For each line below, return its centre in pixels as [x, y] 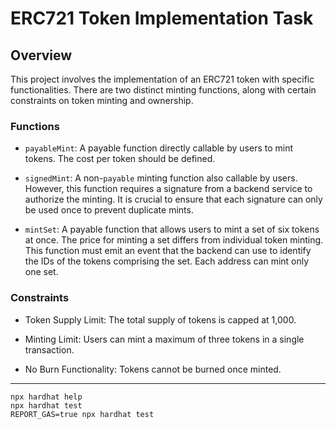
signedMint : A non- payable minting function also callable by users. [161, 178]
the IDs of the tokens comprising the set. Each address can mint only [167, 261]
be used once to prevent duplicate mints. [109, 210]
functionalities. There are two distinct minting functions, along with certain [163, 90]
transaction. [49, 349]
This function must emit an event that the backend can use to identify [168, 251]
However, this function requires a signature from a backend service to [168, 189]
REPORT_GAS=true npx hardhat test [82, 414]
